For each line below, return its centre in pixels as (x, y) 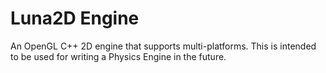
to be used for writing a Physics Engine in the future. (118, 56)
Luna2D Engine (75, 18)
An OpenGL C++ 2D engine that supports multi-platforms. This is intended (163, 46)
